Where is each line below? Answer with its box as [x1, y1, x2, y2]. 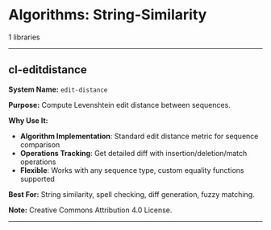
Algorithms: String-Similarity [8, 6, 207, 24]
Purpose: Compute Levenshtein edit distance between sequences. [8, 100, 231, 109]
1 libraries [8, 32, 40, 42]
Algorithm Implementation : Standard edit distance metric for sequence [19, 131, 259, 141]
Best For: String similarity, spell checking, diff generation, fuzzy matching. [8, 189, 255, 199]
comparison [19, 139, 60, 150]
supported [19, 174, 55, 183]
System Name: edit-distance [8, 84, 108, 94]
